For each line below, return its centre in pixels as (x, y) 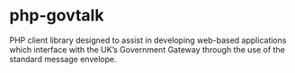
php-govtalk (57, 16)
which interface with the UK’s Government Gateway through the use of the (147, 49)
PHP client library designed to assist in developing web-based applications (148, 40)
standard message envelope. (63, 59)
